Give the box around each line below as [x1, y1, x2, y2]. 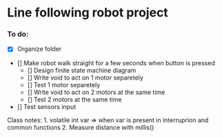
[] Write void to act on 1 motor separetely [27, 73, 143, 82]
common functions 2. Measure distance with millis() [7, 123, 154, 131]
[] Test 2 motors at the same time [27, 95, 122, 104]
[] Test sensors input [17, 102, 77, 111]
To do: [7, 30, 29, 39]
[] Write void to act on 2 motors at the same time [27, 88, 165, 96]
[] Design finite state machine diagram [27, 66, 137, 74]
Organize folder [17, 45, 62, 53]
